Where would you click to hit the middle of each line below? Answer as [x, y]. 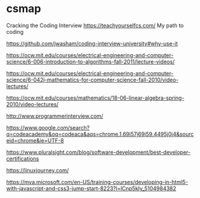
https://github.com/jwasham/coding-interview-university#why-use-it [92, 43]
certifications [23, 158]
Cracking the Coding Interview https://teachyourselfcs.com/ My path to [95, 25]
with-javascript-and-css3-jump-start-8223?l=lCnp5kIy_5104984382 [91, 188]
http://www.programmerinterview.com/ [55, 116]
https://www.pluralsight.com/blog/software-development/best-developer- [98, 152]
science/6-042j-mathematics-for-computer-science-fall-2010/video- [92, 80]
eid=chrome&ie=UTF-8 [35, 140]
